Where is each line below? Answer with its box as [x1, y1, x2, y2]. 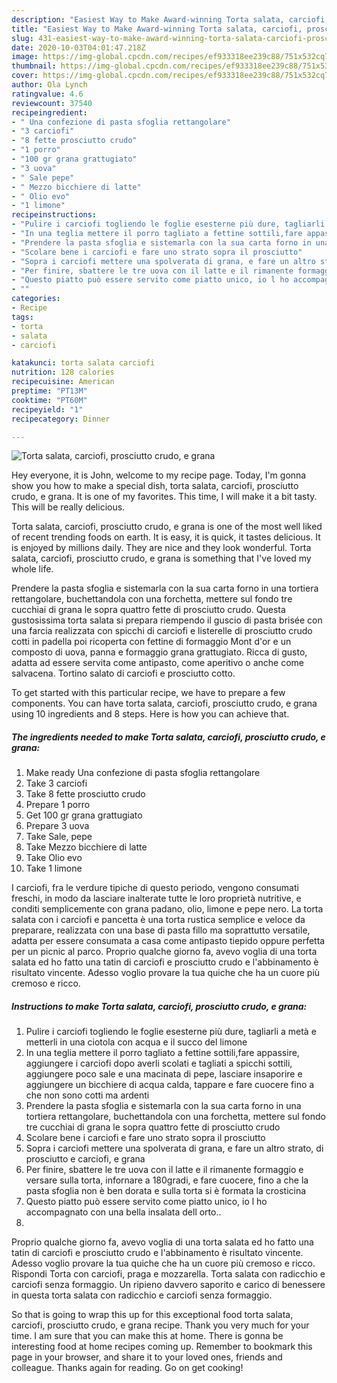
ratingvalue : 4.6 [11, 89, 84, 99]
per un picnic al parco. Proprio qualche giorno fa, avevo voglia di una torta [11, 946, 318, 958]
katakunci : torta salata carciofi [11, 358, 156, 368]
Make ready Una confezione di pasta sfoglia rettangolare [25, 767, 261, 779]
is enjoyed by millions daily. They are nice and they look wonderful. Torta [11, 542, 312, 554]
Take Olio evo [25, 852, 83, 864]
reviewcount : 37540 [11, 98, 93, 108]
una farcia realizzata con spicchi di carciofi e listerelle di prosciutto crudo [11, 625, 313, 637]
